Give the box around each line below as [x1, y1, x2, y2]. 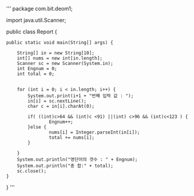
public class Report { [6, 28, 58, 35]
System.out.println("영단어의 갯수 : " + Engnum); [17, 157, 138, 163]
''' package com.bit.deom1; [6, 5, 73, 12]
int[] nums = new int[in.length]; [17, 55, 103, 61]
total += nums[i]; [48, 135, 95, 141]
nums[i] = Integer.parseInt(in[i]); [48, 129, 140, 135]
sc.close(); [17, 168, 47, 174]
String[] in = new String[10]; [17, 50, 95, 56]
